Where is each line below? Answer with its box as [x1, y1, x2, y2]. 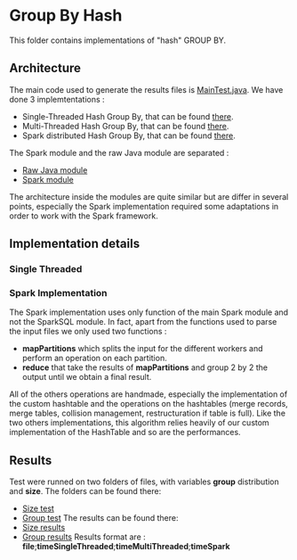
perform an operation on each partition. [21, 353, 167, 364]
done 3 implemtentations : [9, 94, 105, 104]
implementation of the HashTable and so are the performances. [9, 427, 242, 438]
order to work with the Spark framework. [9, 210, 158, 221]
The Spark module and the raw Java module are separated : [9, 147, 229, 158]
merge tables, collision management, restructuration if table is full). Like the [9, 408, 286, 419]
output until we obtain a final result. [21, 372, 152, 383]
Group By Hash [9, 5, 123, 26]
